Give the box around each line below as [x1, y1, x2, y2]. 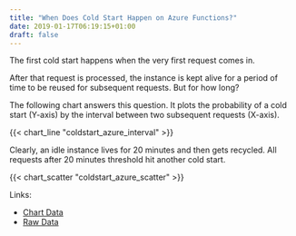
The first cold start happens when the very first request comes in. [9, 55, 256, 66]
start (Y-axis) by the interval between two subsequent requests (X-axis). [9, 110, 280, 121]
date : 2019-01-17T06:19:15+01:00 [9, 22, 136, 31]
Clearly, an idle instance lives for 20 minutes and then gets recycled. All [9, 144, 277, 155]
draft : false [9, 30, 59, 39]
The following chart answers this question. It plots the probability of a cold [9, 100, 288, 111]
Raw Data [22, 217, 59, 228]
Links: [9, 190, 32, 201]
